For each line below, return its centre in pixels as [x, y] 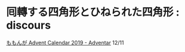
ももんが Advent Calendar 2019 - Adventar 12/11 [65, 42]
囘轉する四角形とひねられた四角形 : [93, 12]
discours [29, 25]
